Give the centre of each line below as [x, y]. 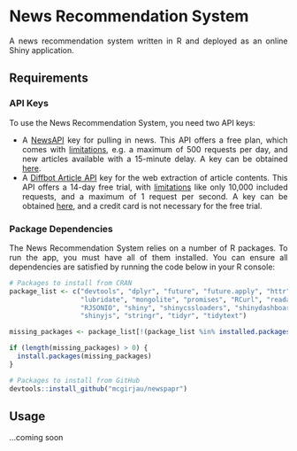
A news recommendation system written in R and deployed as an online [148, 41]
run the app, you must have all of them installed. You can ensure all [148, 257]
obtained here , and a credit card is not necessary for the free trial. [142, 206]
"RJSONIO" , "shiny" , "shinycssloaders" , [156, 307]
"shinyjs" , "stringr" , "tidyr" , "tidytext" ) [164, 316]
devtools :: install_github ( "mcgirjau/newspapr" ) [99, 389]
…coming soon [36, 438]
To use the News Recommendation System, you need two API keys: [133, 122]
